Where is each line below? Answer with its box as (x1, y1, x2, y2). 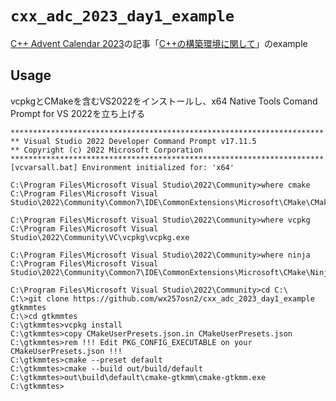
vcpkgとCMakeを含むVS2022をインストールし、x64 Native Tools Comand (10, 95, 318, 107)
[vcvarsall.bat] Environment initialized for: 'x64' (10, 162, 235, 172)
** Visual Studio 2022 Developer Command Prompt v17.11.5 (10, 136, 257, 146)
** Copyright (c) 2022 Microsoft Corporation (10, 145, 203, 155)
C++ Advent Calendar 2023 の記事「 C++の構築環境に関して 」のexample (10, 37, 308, 49)
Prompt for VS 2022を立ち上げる (10, 107, 146, 119)
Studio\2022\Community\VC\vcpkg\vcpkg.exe (10, 232, 190, 242)
